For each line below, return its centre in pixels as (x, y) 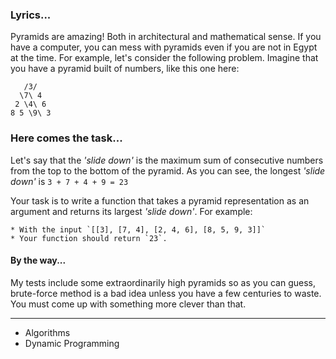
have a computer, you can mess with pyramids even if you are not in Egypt (164, 47)
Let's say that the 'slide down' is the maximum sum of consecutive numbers (167, 160)
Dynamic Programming (72, 343)
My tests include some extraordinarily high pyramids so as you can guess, (163, 282)
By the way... (38, 260)
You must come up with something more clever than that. (128, 304)
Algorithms (47, 332)
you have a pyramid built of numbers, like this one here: (125, 69)
